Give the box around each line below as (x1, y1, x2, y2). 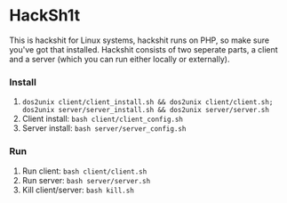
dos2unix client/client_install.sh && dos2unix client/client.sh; (21, 98, 274, 107)
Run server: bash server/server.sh (21, 175, 151, 185)
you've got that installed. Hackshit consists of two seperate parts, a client (9, 44, 278, 54)
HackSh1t (9, 5, 81, 26)
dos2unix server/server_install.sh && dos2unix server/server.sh (21, 106, 269, 115)
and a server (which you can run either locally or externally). (9, 53, 230, 64)
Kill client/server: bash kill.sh (21, 184, 135, 195)
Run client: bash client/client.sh (21, 166, 147, 176)
